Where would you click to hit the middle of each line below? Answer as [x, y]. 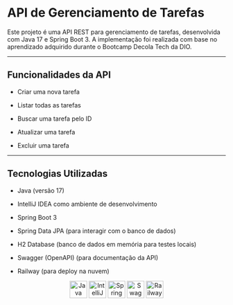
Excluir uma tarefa [43, 145]
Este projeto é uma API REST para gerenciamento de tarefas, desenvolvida [114, 32]
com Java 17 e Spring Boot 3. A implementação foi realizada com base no [112, 39]
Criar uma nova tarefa [48, 91]
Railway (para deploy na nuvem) [63, 271]
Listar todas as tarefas [49, 105]
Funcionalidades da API [59, 75]
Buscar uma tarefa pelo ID [54, 119]
